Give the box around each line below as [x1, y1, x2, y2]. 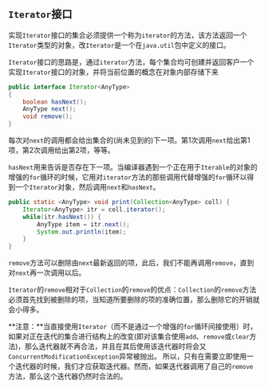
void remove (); [22, 112, 73, 121]
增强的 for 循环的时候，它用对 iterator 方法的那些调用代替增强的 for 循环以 [8, 172, 247, 182]
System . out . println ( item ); [37, 228, 127, 236]
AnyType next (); [22, 105, 77, 113]
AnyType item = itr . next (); [37, 220, 130, 229]
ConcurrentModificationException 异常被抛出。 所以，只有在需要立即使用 [8, 351, 247, 361]
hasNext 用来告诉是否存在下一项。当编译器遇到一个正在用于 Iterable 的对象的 [8, 163, 258, 172]
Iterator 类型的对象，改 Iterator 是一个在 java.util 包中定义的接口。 [8, 40, 231, 49]
